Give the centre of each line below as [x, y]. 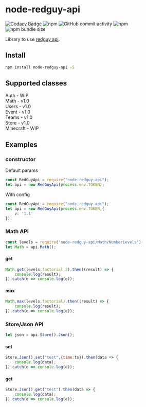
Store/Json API [24, 324]
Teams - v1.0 [19, 117]
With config [17, 194]
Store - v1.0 [17, 123]
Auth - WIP [17, 96]
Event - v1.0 [18, 112]
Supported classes [36, 83]
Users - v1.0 [18, 107]
